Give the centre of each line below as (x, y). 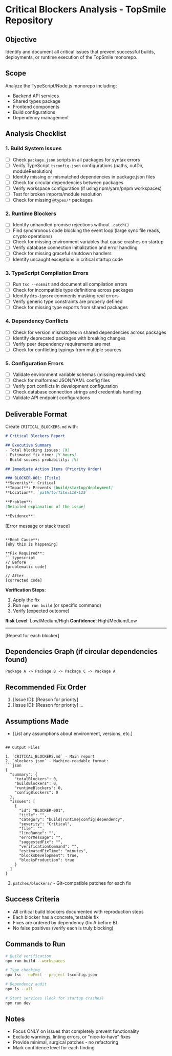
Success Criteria (33, 899)
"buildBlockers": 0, (36, 783)
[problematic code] (26, 567)
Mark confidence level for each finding (53, 1048)
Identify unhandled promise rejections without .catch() (71, 225)
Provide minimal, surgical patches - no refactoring (66, 1042)
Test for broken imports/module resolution (57, 194)
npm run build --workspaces (35, 961)
